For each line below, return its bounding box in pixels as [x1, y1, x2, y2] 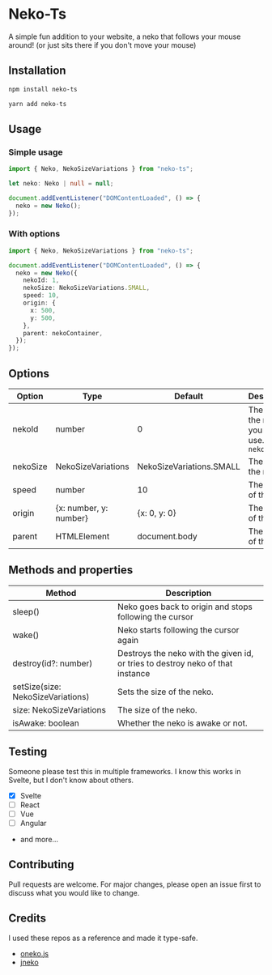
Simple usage [8, 147, 63, 158]
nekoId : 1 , [23, 276, 60, 284]
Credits [8, 912, 47, 926]
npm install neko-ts [8, 85, 79, 93]
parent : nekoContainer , [23, 329, 104, 337]
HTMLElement [55, 531, 110, 543]
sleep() [12, 606, 40, 617]
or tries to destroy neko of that [117, 658, 233, 669]
